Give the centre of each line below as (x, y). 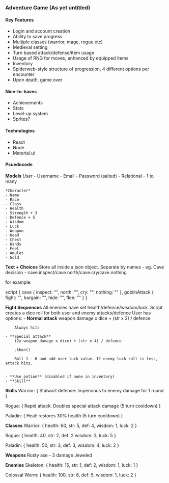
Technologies (20, 130)
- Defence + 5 (20, 217)
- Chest (13, 239)
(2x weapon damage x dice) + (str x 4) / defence (68, 341)
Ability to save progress (37, 37)
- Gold (12, 257)
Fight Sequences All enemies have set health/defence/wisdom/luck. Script (84, 307)
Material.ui (24, 153)
